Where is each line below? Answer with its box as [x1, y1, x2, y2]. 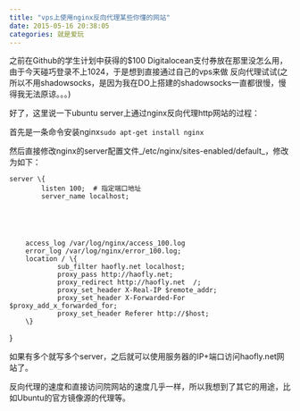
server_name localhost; [41, 192, 129, 201]
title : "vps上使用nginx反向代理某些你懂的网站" [9, 13, 171, 22]
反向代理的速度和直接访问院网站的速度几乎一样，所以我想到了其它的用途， [9, 382, 283, 392]
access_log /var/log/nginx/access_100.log [25, 239, 186, 248]
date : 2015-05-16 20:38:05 [9, 21, 110, 30]
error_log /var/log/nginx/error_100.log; [25, 247, 181, 256]
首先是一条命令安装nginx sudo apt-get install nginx [9, 127, 204, 138]
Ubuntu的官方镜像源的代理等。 [16, 392, 131, 403]
